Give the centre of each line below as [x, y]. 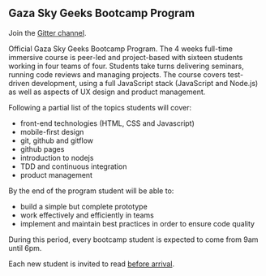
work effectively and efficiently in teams [87, 215]
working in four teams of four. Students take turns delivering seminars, [127, 66]
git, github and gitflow [56, 140]
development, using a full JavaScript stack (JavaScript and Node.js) [145, 83]
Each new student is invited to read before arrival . [92, 264]
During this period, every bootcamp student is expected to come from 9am [133, 239]
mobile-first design [52, 132]
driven [19, 83]
